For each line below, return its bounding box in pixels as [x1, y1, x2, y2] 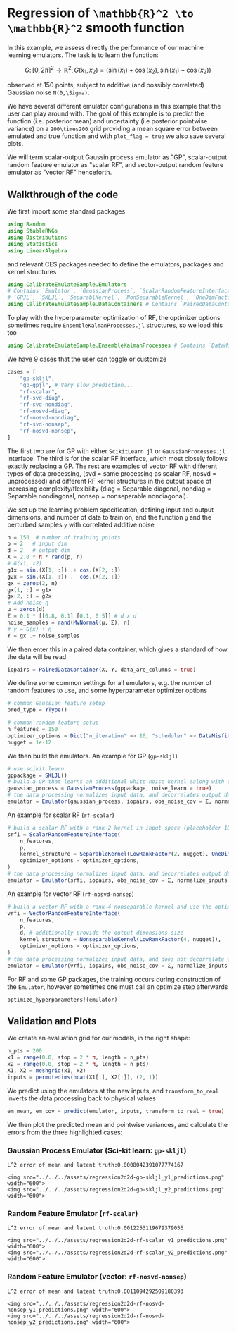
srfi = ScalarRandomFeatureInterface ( [7, 830, 121, 838]
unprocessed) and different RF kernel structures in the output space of [7, 477, 212, 485]
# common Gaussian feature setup [7, 700, 105, 707]
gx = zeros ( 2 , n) [7, 579, 58, 586]
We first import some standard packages [7, 207, 126, 216]
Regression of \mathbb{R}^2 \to [7, 5, 195, 21]
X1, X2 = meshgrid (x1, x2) [7, 1067, 86, 1074]
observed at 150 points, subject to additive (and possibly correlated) [7, 81, 205, 90]
